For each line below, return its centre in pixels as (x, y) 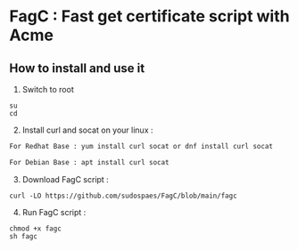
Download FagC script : (65, 179)
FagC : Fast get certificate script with (149, 16)
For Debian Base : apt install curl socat (89, 162)
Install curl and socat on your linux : (87, 130)
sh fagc (24, 236)
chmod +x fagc (36, 229)
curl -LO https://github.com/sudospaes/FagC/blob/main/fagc (124, 196)
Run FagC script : (54, 212)
